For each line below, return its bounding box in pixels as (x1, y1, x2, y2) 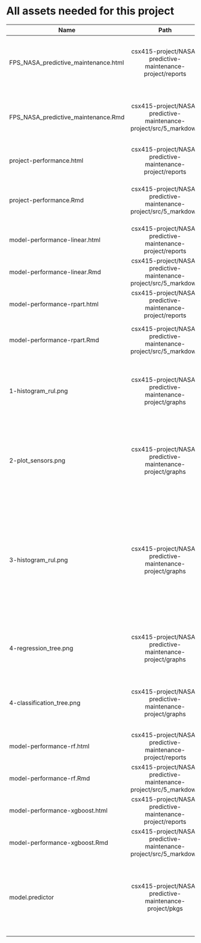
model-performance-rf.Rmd (9, 774, 90, 782)
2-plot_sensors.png (9, 456, 66, 464)
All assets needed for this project (6, 4, 175, 18)
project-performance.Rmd (9, 196, 84, 204)
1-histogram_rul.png (9, 387, 68, 395)
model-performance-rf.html (9, 742, 90, 750)
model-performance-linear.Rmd (9, 267, 102, 276)
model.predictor (9, 893, 54, 901)
